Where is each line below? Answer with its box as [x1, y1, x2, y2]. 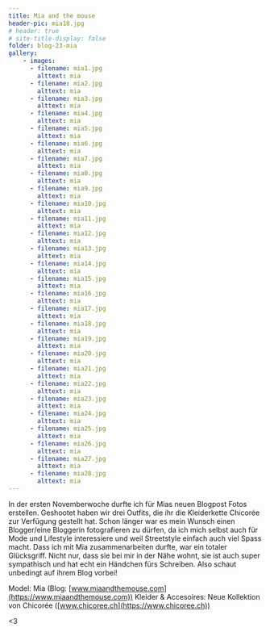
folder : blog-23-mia [8, 42, 78, 50]
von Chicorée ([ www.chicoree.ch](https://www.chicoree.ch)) [8, 601, 211, 610]
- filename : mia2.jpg [29, 79, 103, 87]
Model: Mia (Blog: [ [8, 583, 72, 593]
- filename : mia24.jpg [29, 409, 106, 418]
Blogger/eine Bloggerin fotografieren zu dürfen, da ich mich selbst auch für [8, 525, 259, 534]
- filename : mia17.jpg [29, 304, 106, 312]
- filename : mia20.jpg [29, 349, 106, 358]
